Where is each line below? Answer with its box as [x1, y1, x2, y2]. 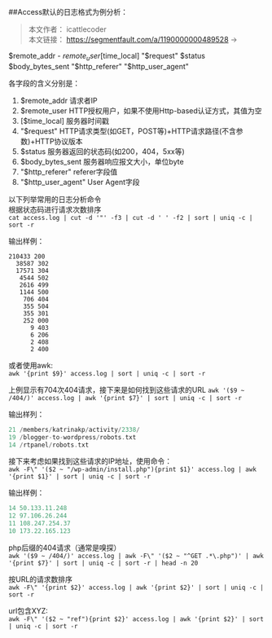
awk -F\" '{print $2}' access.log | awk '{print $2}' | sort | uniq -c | [8, 583, 265, 592]
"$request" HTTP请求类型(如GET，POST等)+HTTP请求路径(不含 [20, 125, 236, 136]
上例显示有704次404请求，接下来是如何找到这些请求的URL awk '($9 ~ [8, 385, 245, 394]
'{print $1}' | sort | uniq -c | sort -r [8, 473, 151, 481]
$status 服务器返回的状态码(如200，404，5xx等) [20, 146, 185, 156]
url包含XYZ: [8, 605, 49, 615]
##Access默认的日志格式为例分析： [8, 7, 129, 16]
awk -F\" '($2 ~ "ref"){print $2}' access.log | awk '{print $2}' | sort [8, 614, 265, 623]
